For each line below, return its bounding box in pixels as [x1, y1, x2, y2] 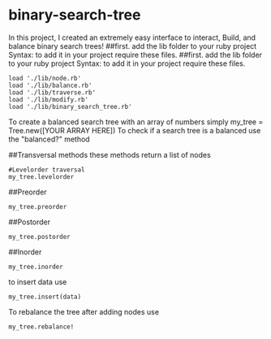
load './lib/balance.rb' [8, 81, 92, 89]
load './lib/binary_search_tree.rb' [8, 102, 132, 111]
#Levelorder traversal [8, 165, 85, 174]
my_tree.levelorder [8, 172, 75, 180]
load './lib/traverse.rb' [8, 88, 96, 97]
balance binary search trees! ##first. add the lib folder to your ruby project [8, 41, 257, 50]
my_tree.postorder [8, 233, 71, 241]
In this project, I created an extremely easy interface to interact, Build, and [8, 33, 256, 42]
